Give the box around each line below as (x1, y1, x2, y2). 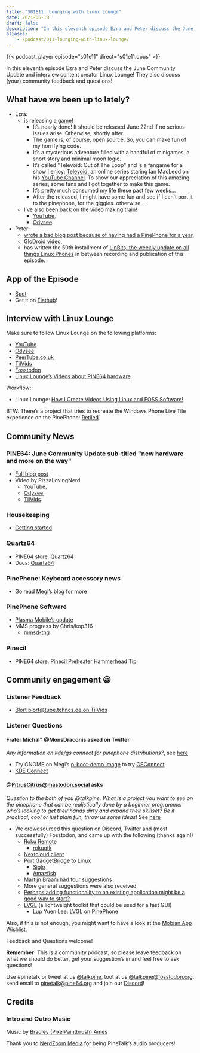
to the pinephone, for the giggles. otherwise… (32, 199, 145, 206)
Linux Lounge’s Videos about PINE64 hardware (14, 373, 131, 380)
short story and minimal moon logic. (32, 155, 121, 162)
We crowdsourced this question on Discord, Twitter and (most (14, 825, 168, 832)
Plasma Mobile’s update (14, 616, 73, 623)
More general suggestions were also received (23, 882, 137, 889)
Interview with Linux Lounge (6, 314, 115, 324)
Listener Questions (6, 722, 63, 730)
